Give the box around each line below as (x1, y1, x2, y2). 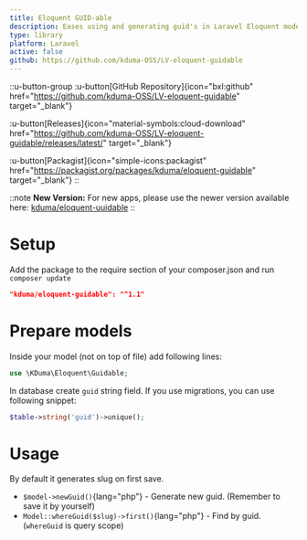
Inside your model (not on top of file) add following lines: (9, 351, 222, 362)
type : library (9, 30, 64, 39)
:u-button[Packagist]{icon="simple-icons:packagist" (9, 155, 207, 165)
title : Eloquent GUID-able (9, 13, 112, 23)
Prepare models (9, 321, 132, 341)
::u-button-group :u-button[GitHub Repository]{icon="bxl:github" (9, 81, 254, 91)
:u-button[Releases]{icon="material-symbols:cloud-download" (9, 118, 247, 129)
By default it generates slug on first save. (9, 473, 164, 484)
